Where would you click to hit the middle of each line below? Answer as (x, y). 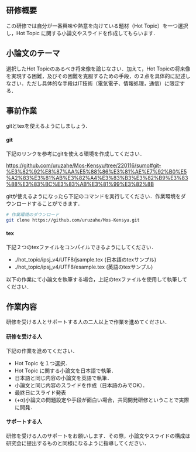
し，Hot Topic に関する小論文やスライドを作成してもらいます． (82, 33)
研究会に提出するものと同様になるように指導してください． (78, 443)
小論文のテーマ (33, 54)
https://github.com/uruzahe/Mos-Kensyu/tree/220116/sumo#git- (84, 165)
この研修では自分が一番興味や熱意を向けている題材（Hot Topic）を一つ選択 (97, 26)
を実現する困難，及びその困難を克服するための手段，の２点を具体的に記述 (96, 76)
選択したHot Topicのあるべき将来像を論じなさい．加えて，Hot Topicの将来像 (98, 69)
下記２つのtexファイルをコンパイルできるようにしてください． (81, 247)
